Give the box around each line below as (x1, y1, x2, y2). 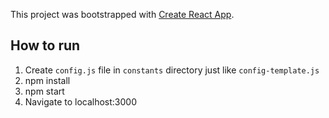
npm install (24, 74, 71, 86)
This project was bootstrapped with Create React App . (10, 9, 235, 20)
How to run (10, 37, 81, 54)
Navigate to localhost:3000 (24, 95, 138, 108)
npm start (24, 85, 65, 97)
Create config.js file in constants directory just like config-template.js (24, 64, 320, 76)
